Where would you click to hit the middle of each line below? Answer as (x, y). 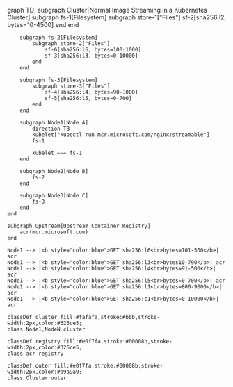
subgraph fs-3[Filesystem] (59, 80)
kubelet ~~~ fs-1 (57, 153)
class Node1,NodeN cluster (46, 329)
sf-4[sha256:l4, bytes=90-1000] (91, 92)
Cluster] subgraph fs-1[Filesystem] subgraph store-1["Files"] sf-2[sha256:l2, (117, 17)
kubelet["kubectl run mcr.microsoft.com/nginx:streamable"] (121, 135)
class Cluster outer (37, 378)
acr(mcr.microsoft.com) (54, 232)
